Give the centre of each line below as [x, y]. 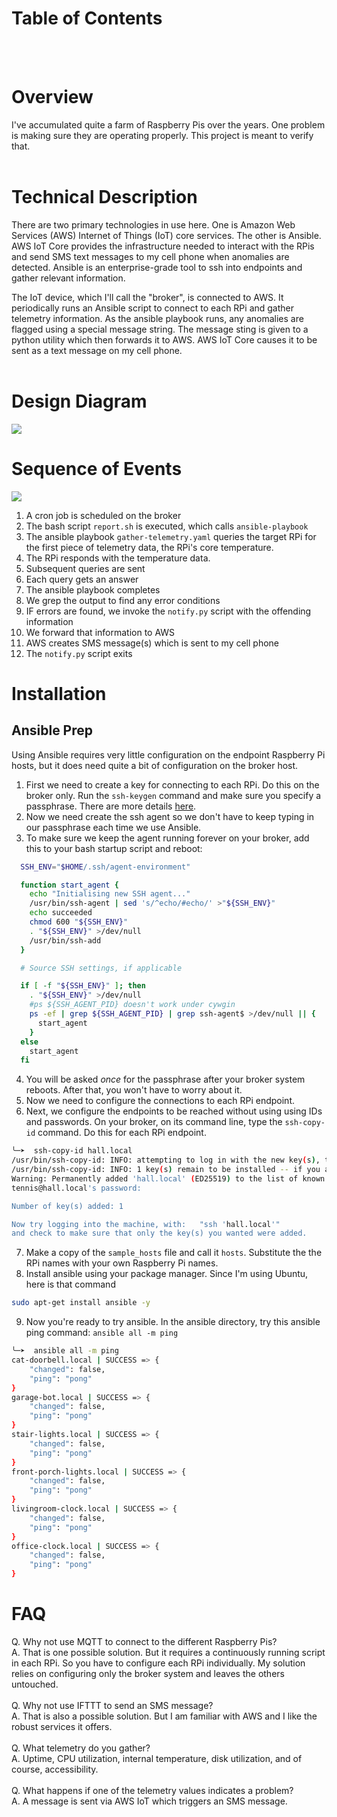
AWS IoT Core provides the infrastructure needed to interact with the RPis [163, 246]
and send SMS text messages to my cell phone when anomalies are [150, 256]
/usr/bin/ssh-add [65, 940]
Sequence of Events [97, 468]
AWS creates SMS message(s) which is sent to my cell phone [152, 643]
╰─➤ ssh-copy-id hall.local [72, 1151]
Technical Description [104, 197]
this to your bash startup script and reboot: [114, 848]
